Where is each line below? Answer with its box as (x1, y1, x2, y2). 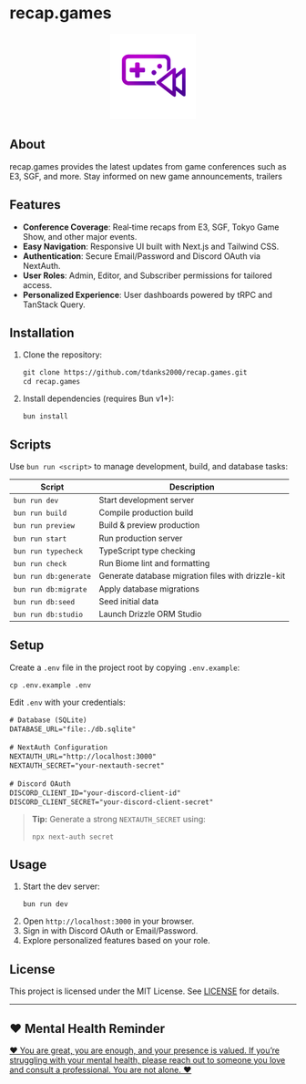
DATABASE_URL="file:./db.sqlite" (9, 724, 137, 734)
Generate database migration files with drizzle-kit (98, 571, 286, 582)
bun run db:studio (13, 610, 84, 620)
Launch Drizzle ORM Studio (98, 609, 202, 620)
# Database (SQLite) (9, 715, 88, 725)
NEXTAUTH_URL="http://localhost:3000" (9, 751, 157, 761)
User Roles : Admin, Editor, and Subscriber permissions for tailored (22, 270, 272, 281)
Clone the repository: (22, 349, 103, 360)
